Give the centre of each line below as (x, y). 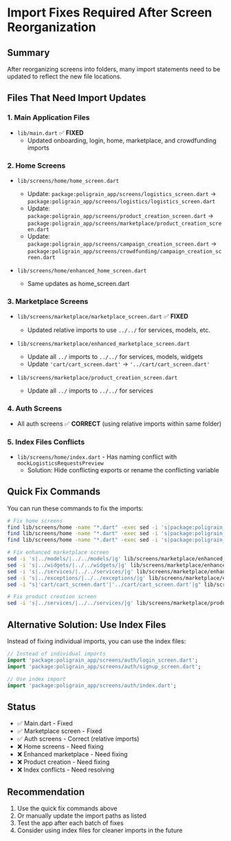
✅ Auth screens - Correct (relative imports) (78, 739)
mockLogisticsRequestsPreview (60, 463)
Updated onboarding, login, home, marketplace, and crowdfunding (122, 140)
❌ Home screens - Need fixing (60, 747)
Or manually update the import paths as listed (81, 816)
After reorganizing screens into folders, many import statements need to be (114, 69)
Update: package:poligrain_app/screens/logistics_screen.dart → (122, 193)
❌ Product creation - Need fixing (63, 762)
